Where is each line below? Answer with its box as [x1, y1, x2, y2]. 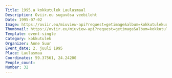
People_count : [5, 60, 36, 65]
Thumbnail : [5, 27, 29, 32]
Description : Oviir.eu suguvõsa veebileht [5, 12, 97, 17]
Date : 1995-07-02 [5, 17, 42, 22]
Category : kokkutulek [5, 36, 52, 42]
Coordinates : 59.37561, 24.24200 [5, 55, 77, 61]
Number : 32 [5, 65, 29, 70]
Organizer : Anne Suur [5, 41, 52, 46]
